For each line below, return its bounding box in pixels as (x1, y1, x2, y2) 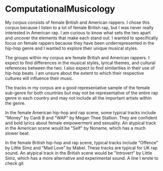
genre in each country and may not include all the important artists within (5, 95, 152, 101)
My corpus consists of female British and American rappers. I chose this (5, 19, 150, 25)
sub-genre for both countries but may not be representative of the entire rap (5, 90, 158, 96)
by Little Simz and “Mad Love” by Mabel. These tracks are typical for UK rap (5, 145, 158, 151)
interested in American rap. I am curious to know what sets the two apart (5, 30, 151, 35)
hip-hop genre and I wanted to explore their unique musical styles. (5, 45, 139, 51)
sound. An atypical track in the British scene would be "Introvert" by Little (5, 150, 152, 156)
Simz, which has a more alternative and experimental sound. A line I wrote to (5, 155, 159, 161)
